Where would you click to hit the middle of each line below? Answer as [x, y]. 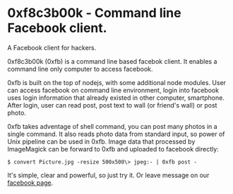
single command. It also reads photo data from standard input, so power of [116, 134]
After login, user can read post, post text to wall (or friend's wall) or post [112, 105]
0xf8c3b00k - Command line [94, 13]
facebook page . [30, 183]
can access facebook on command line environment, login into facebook [113, 90]
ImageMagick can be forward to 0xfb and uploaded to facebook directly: [113, 149]
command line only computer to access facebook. [80, 69]
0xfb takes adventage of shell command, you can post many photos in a [112, 126]
